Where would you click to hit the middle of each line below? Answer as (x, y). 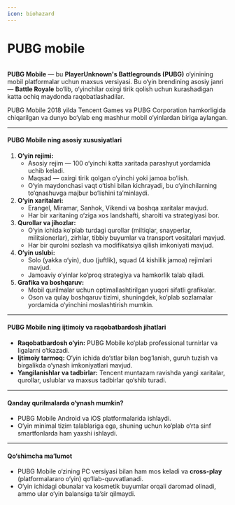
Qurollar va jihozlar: (47, 222)
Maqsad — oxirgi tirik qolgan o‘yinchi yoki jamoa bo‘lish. (108, 178)
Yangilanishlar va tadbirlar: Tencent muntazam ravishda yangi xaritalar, (121, 372)
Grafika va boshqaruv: (51, 282)
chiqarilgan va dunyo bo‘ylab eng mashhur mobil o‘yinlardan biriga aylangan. (117, 117)
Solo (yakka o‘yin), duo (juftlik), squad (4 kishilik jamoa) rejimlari (120, 260)
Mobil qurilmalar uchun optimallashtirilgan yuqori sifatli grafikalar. (122, 290)
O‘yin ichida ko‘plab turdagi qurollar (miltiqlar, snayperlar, (110, 230)
